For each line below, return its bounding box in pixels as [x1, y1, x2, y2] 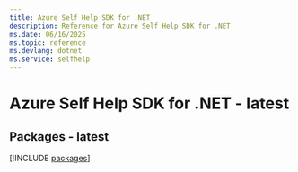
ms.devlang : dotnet [9, 47, 83, 56]
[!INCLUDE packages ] [9, 153, 91, 163]
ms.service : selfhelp [9, 55, 91, 64]
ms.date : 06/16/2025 [9, 30, 87, 39]
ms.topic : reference [9, 38, 87, 47]
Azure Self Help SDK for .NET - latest [9, 93, 290, 114]
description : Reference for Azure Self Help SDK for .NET [9, 21, 231, 30]
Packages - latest [9, 129, 110, 144]
